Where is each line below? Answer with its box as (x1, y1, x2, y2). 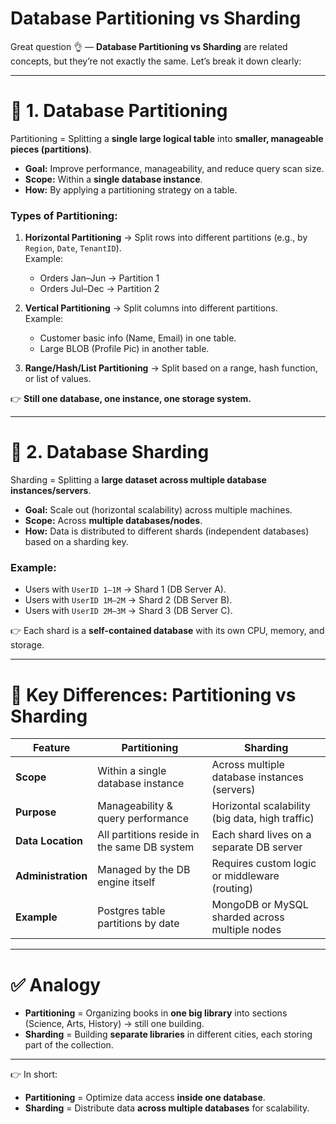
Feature (32, 741, 71, 755)
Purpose (15, 805, 57, 819)
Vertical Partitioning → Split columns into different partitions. (24, 302, 278, 314)
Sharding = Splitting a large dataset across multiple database (10, 474, 267, 486)
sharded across (211, 910, 285, 924)
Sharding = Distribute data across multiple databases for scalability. (24, 1102, 310, 1114)
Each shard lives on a (211, 828, 312, 842)
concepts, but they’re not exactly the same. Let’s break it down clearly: (10, 55, 302, 67)
